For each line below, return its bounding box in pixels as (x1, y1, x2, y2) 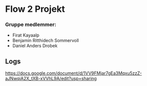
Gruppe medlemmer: (5, 21, 57, 28)
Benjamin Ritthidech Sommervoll (12, 38, 79, 43)
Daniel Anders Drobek (12, 43, 58, 49)
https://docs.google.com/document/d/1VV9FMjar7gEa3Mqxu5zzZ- (5, 70, 142, 76)
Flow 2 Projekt (5, 3, 66, 15)
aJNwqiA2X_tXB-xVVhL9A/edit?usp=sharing (5, 76, 97, 82)
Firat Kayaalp (12, 32, 40, 38)
